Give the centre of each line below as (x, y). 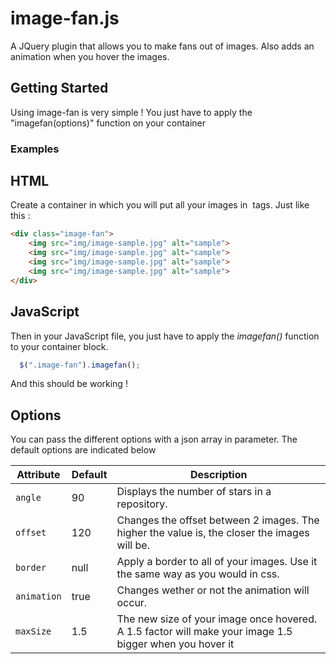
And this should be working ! (69, 384)
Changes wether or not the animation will (213, 590)
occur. (132, 603)
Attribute (38, 475)
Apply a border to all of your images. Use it (217, 562)
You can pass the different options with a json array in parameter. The (154, 439)
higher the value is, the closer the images (213, 533)
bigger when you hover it (175, 644)
